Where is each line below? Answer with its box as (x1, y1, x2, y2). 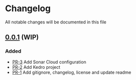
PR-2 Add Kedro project (12, 64, 61, 70)
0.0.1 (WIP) (5, 33, 39, 41)
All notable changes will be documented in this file (5, 19, 107, 25)
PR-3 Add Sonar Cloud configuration (12, 59, 87, 65)
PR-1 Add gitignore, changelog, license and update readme (12, 69, 131, 75)
